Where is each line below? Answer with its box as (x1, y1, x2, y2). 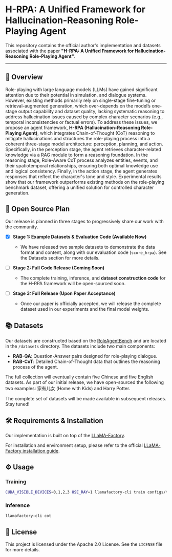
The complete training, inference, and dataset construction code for (20, 275, 166, 281)
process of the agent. (12, 363, 58, 370)
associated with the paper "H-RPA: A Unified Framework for (5, 48, 134, 54)
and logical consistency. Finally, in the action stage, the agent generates (5, 168, 158, 174)
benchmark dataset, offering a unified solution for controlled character (5, 184, 154, 190)
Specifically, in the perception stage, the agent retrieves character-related (5, 146, 161, 152)
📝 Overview (5, 73, 43, 81)
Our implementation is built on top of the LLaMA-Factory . (5, 433, 125, 439)
